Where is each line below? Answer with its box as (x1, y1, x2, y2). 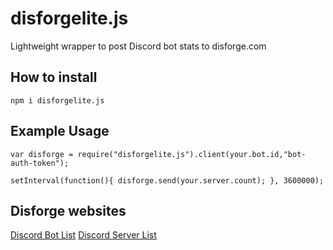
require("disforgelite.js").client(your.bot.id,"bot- (77, 149, 307, 159)
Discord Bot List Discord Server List (10, 229, 157, 241)
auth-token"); (10, 158, 70, 168)
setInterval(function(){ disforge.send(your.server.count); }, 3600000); (10, 175, 325, 186)
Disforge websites (10, 202, 127, 219)
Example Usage (10, 123, 110, 140)
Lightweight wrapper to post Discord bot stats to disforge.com (10, 40, 267, 52)
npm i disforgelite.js (10, 95, 105, 106)
